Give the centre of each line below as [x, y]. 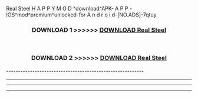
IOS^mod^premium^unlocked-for [46, 15]
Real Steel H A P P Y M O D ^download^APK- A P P [67, 9]
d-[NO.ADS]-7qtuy [134, 15]
